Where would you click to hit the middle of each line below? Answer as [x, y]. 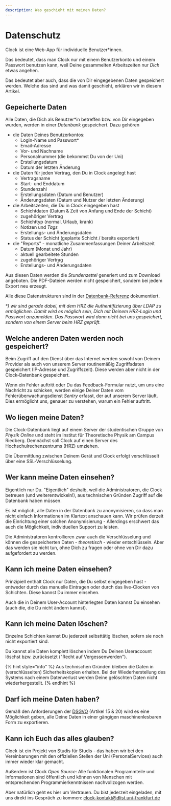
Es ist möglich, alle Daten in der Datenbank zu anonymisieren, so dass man [84, 510]
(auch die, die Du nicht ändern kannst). [46, 607]
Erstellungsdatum [39, 162]
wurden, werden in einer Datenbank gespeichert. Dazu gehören [72, 125]
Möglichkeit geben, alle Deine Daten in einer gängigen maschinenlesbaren [83, 717]
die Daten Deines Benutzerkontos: [48, 135]
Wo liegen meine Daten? [45, 417]
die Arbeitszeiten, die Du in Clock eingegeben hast [66, 206]
